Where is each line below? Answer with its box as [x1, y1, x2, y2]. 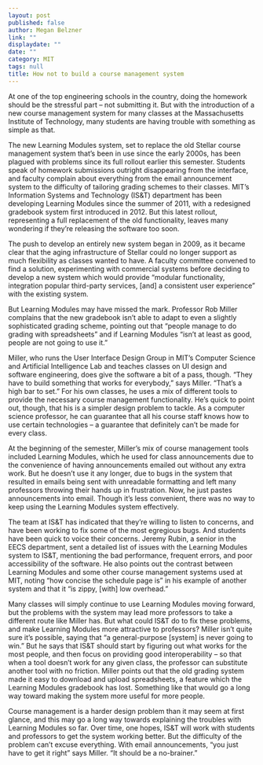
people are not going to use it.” [8, 337, 108, 347]
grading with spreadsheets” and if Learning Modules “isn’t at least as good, [8, 329, 253, 339]
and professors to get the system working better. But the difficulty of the [8, 731, 243, 741]
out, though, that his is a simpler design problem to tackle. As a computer [8, 403, 246, 413]
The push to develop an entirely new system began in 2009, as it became [8, 239, 246, 248]
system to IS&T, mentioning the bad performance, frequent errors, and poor [8, 550, 253, 560]
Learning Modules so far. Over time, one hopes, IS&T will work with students [8, 723, 255, 732]
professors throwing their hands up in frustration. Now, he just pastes [8, 485, 233, 495]
